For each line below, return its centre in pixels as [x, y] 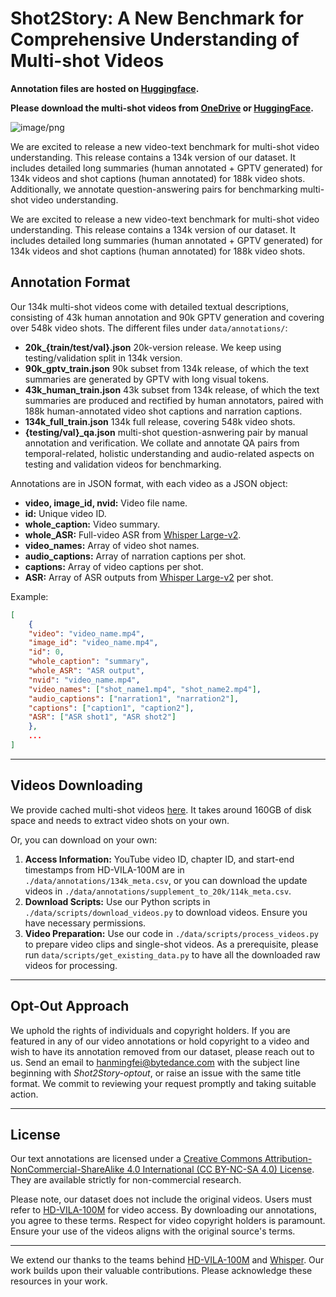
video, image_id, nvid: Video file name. [106, 503]
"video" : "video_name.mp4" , [86, 633]
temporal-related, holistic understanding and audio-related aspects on [169, 453]
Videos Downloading [76, 785]
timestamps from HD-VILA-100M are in [104, 869]
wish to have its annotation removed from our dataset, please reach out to [162, 1051]
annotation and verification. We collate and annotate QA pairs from [162, 443]
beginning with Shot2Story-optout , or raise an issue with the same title [156, 1073]
